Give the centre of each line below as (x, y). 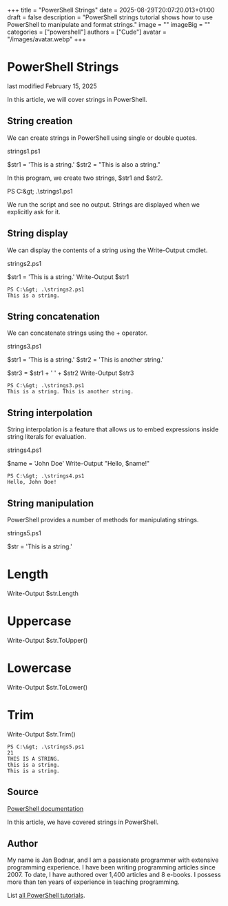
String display (38, 234)
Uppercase (39, 621)
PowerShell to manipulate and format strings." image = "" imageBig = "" (109, 24)
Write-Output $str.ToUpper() (48, 640)
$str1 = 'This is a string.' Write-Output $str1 (68, 277)
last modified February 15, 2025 (52, 86)
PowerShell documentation (45, 808)
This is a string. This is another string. (71, 392)
